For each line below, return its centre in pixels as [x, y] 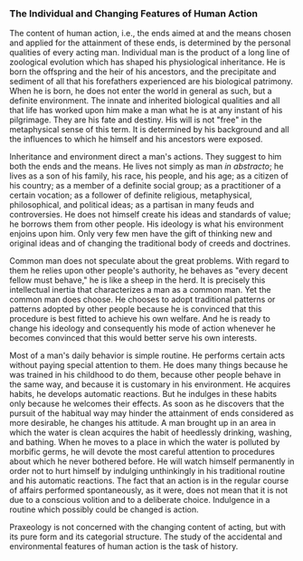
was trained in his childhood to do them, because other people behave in [145, 375]
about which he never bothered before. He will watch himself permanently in [152, 461]
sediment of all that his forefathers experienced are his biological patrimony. [151, 82]
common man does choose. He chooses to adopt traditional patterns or [142, 300]
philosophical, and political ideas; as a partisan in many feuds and [132, 205]
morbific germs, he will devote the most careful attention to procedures [142, 452]
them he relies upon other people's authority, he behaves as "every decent [149, 271]
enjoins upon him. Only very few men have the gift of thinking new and [141, 234]
